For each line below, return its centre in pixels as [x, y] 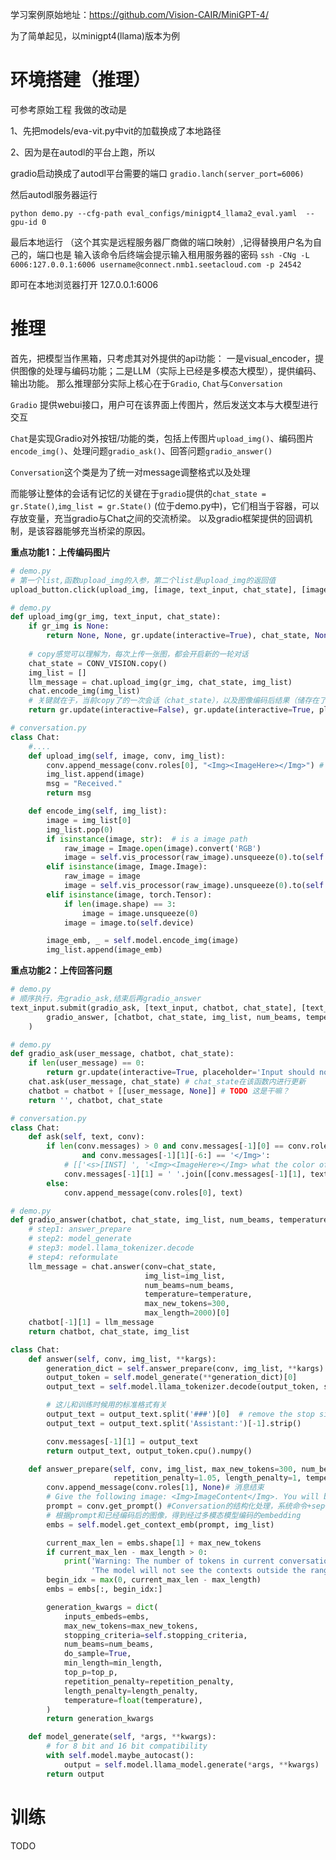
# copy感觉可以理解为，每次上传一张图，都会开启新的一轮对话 [138, 654]
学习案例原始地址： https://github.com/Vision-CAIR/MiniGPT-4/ [139, 14]
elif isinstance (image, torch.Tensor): [129, 894]
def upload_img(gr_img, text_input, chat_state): [116, 617]
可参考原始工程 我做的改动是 [68, 109]
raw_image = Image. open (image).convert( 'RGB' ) [162, 848]
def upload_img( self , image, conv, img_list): [127, 756]
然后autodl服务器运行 [54, 194]
